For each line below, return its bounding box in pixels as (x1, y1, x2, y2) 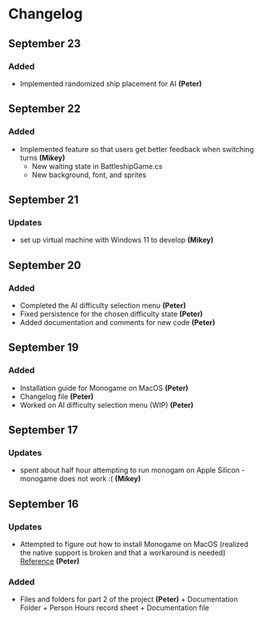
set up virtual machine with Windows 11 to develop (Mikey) (19, 235, 214, 245)
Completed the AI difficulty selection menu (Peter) (19, 300, 186, 310)
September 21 (8, 193, 79, 207)
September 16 (8, 497, 79, 511)
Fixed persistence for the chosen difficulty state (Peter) (19, 309, 204, 319)
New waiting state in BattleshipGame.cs (31, 161, 163, 171)
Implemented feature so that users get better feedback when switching (19, 144, 254, 154)
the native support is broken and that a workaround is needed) (19, 548, 226, 557)
